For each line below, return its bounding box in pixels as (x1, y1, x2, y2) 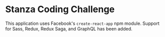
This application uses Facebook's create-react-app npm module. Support (5, 20, 160, 26)
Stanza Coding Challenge (5, 4, 115, 15)
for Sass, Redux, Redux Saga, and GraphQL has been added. (5, 25, 133, 31)
